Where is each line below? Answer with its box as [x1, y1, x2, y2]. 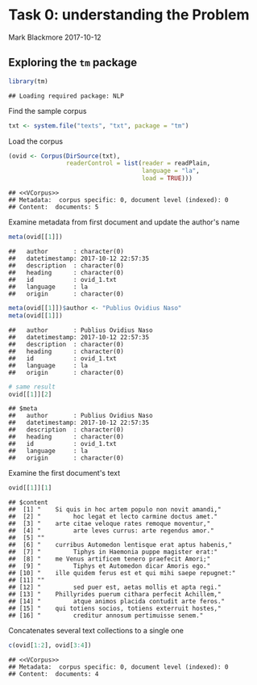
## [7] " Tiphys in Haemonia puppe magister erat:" [8, 548, 218, 557]
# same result [8, 382, 56, 391]
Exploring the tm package [8, 56, 138, 69]
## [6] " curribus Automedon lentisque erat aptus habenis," [8, 541, 232, 549]
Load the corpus [8, 136, 63, 146]
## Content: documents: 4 [8, 670, 99, 679]
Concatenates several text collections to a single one [8, 626, 184, 636]
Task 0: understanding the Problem [8, 6, 250, 24]
